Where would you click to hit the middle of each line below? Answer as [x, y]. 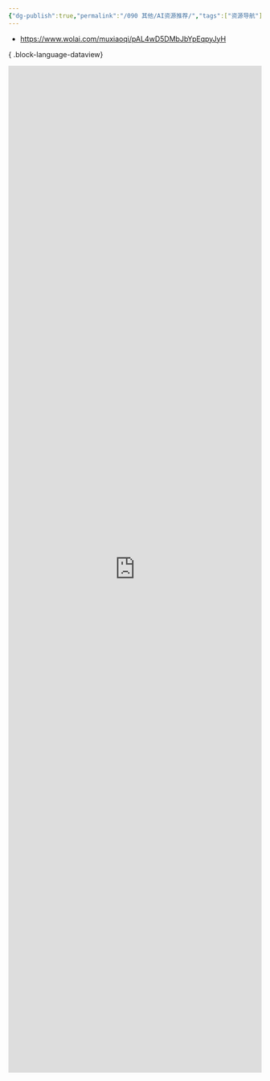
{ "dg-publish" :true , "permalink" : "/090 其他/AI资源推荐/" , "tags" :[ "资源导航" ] [135, 16]
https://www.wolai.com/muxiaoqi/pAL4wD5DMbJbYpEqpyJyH [123, 39]
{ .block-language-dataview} [56, 54]
